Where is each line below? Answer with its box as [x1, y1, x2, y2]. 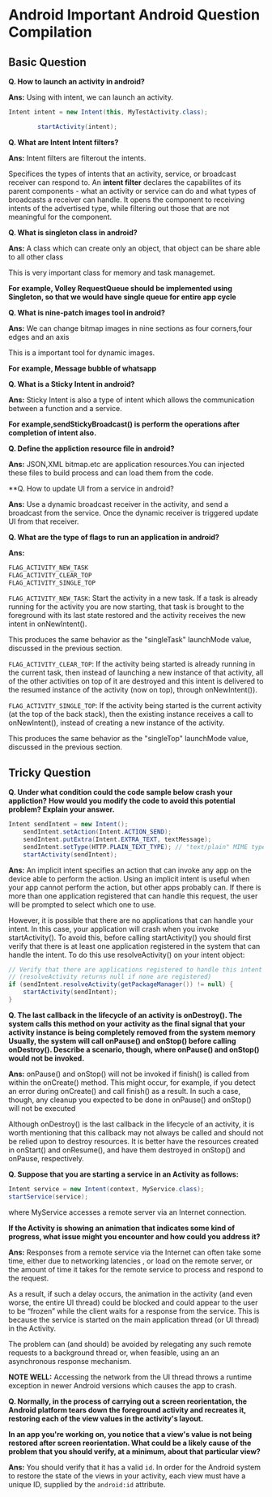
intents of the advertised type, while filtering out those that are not [8, 203, 230, 212]
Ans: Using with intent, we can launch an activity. [8, 92, 174, 102]
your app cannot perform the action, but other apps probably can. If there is [8, 882, 261, 892]
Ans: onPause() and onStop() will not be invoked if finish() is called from [8, 1069, 249, 1079]
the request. [8, 1273, 49, 1283]
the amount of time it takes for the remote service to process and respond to [8, 1264, 264, 1274]
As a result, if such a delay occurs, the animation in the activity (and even [8, 1289, 253, 1298]
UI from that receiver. [8, 517, 79, 526]
